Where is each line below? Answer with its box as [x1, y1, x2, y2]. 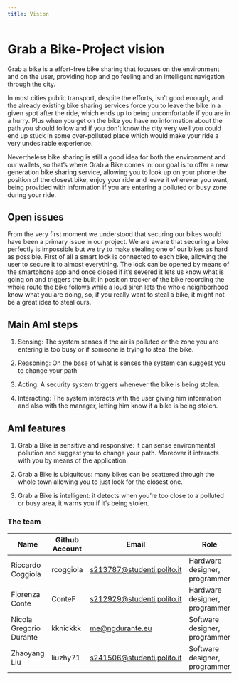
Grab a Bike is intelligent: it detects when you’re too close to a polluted [17, 492, 224, 500]
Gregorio [11, 623, 41, 633]
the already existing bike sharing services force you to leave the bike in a [7, 101, 221, 110]
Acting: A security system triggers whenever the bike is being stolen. [17, 380, 221, 389]
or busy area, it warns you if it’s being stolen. [17, 499, 149, 507]
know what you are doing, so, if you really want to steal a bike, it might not [7, 290, 225, 299]
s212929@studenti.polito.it [90, 594, 182, 604]
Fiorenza [11, 590, 41, 600]
